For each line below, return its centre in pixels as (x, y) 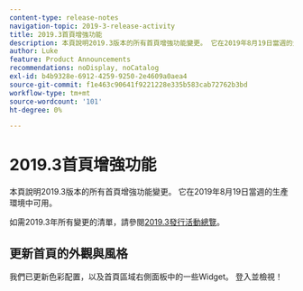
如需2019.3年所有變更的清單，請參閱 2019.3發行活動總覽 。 (117, 223)
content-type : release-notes (64, 18)
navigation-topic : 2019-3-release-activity (92, 26)
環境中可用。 (33, 203)
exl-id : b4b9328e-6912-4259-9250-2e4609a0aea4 (98, 77)
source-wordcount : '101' (56, 101)
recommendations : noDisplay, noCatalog (84, 68)
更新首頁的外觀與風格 (69, 253)
